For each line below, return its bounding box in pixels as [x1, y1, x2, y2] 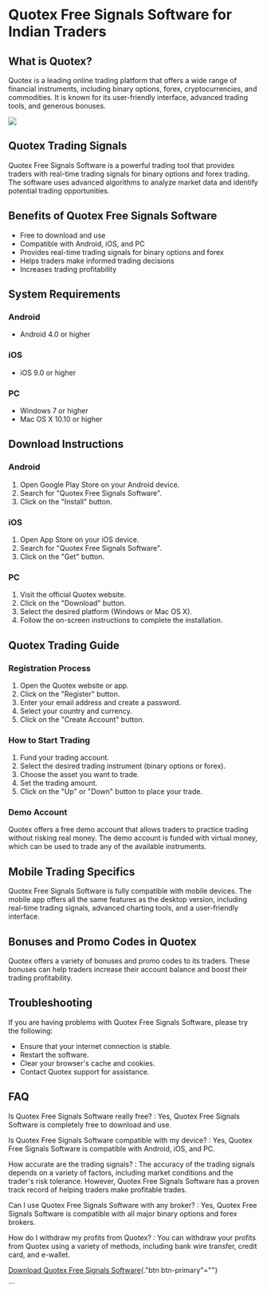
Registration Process [8, 662, 92, 673]
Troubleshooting [8, 996, 93, 1010]
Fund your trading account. [19, 753, 110, 763]
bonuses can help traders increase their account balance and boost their [8, 965, 248, 975]
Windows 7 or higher [19, 405, 89, 415]
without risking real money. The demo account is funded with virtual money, [8, 833, 257, 843]
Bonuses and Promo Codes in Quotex [8, 935, 197, 948]
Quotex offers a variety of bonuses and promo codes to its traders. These [8, 956, 250, 966]
